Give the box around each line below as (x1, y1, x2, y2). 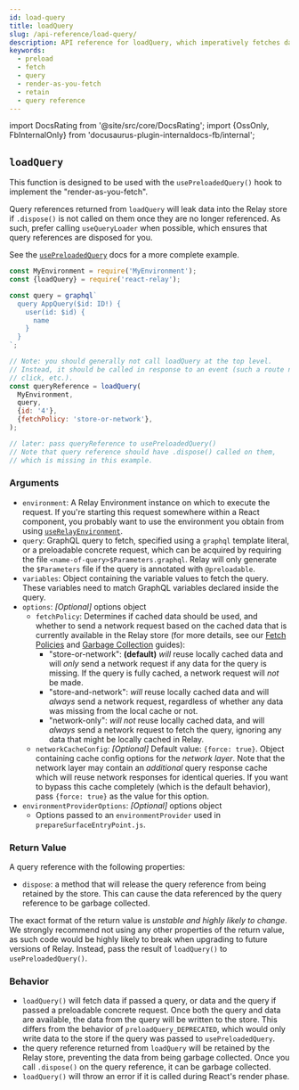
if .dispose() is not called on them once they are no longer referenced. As (9, 213, 281, 224)
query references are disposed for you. (9, 233, 153, 243)
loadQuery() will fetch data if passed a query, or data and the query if (21, 996, 277, 1006)
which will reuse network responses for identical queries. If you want (35, 772, 288, 783)
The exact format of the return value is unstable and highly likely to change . (9, 915, 287, 926)
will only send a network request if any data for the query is (48, 658, 267, 668)
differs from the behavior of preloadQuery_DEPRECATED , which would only (21, 1024, 287, 1035)
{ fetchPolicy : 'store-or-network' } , (17, 415, 153, 424)
